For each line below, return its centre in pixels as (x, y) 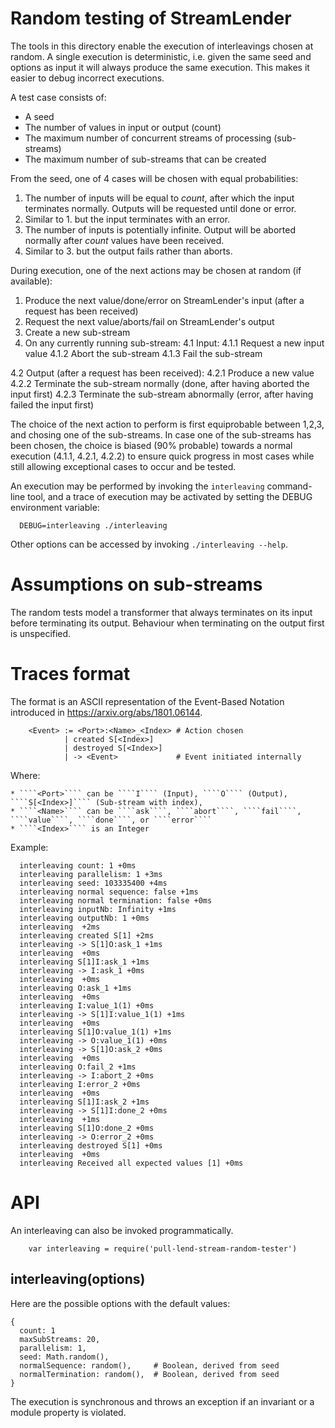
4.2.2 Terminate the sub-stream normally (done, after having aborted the (160, 383)
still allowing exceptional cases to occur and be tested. (123, 466)
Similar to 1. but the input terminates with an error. (127, 219)
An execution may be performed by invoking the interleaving (137, 486)
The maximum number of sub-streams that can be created (145, 159)
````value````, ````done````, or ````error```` (111, 820)
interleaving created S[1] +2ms (87, 935)
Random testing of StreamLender (151, 18)
